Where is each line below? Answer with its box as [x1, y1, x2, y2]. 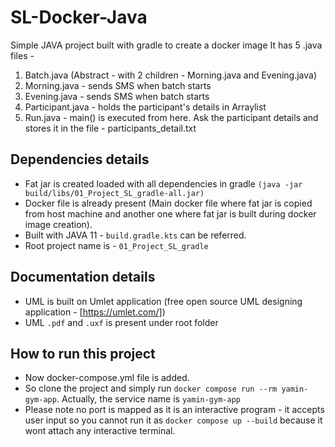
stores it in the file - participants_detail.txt [24, 122, 197, 134]
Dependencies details [10, 151, 150, 168]
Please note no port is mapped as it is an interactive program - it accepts [24, 404, 325, 416]
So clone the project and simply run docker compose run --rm [24, 382, 278, 395]
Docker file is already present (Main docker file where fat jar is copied [24, 197, 313, 209]
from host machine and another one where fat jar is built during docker [24, 207, 317, 220]
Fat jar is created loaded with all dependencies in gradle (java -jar [24, 177, 303, 190]
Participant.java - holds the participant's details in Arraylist [24, 101, 267, 113]
